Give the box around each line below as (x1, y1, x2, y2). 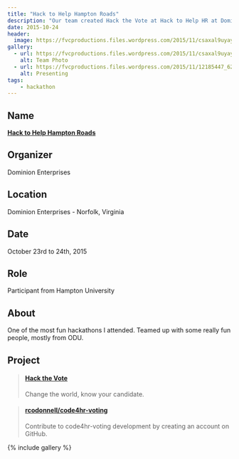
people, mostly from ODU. (7, 334, 84, 342)
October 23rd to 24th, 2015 (7, 247, 87, 255)
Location (7, 189, 48, 201)
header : (7, 30, 31, 38)
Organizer (7, 149, 53, 161)
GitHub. (24, 429, 48, 438)
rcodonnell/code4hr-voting (24, 406, 108, 415)
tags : (7, 76, 23, 84)
